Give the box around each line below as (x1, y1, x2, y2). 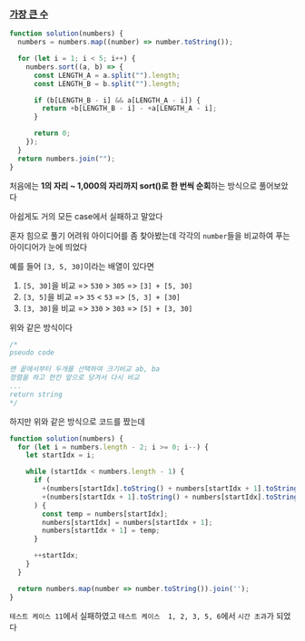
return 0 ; (33, 129, 71, 138)
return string (9, 390, 64, 399)
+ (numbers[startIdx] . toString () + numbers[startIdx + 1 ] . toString (42, 484, 299, 493)
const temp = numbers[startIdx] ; (42, 510, 169, 519)
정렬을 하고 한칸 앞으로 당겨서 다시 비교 (9, 374, 140, 383)
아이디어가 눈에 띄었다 (9, 241, 88, 252)
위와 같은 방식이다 (9, 322, 73, 333)
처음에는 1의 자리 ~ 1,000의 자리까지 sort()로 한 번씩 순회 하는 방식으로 (9, 180, 257, 191)
